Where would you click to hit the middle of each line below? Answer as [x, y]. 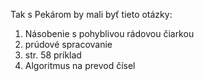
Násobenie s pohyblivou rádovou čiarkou [109, 33]
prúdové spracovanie [68, 44]
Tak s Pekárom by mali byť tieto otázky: [91, 14]
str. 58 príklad [53, 55]
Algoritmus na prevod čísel [80, 65]
